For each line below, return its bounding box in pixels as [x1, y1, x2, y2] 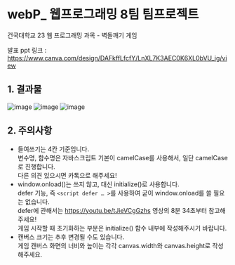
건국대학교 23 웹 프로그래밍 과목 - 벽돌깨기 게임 [7, 31, 137, 39]
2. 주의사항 [7, 124, 53, 137]
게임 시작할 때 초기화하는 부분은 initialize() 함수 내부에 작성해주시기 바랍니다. [17, 224, 227, 232]
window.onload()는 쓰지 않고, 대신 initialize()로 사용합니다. [17, 180, 180, 188]
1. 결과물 [7, 84, 42, 96]
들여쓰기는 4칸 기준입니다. [17, 145, 90, 153]
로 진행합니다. [17, 162, 56, 171]
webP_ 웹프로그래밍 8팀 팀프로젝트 [7, 6, 199, 22]
